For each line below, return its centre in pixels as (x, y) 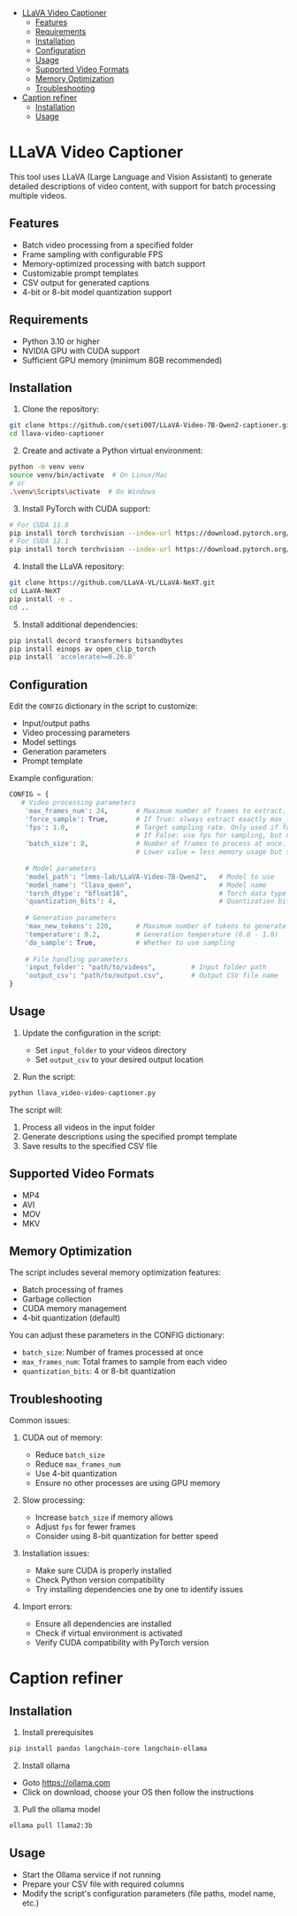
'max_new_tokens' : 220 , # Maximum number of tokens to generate (156, 927)
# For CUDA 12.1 (39, 541)
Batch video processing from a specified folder (107, 245)
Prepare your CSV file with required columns (103, 1884)
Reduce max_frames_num (78, 1464)
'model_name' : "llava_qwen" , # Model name (146, 885)
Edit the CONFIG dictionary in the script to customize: (103, 706)
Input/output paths (56, 723)
